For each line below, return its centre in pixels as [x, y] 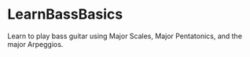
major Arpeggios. [35, 44]
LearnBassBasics [65, 14]
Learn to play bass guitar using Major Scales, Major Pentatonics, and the [125, 36]
